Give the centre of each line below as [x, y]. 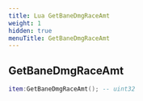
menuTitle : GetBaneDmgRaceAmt [59, 38]
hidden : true [30, 30]
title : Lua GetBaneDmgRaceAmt [59, 16]
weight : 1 [25, 23]
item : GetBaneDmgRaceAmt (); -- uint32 [72, 89]
